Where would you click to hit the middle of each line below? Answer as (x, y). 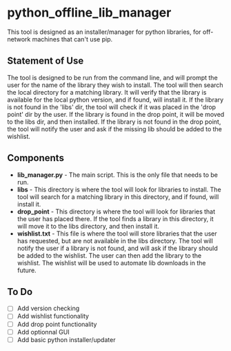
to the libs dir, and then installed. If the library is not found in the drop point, (114, 122)
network (19, 39)
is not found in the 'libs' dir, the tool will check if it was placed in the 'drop (111, 107)
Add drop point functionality (57, 324)
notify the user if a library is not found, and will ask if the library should (118, 248)
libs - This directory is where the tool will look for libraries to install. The (119, 189)
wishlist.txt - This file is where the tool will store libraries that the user (117, 234)
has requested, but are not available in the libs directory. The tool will (115, 240)
